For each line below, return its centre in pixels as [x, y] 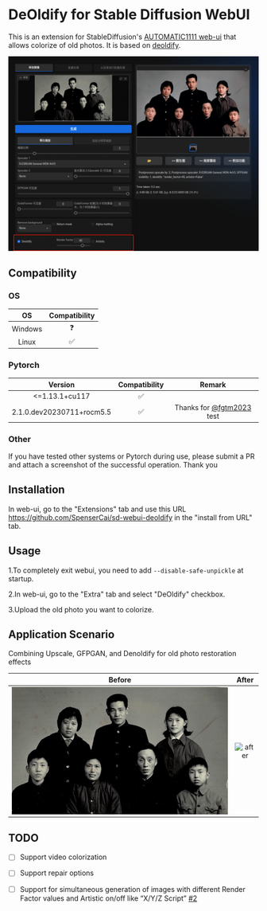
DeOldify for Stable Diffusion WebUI [129, 15]
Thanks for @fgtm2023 [213, 408]
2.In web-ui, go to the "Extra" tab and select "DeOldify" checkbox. [117, 594]
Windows [27, 329]
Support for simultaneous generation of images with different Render [133, 889]
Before [120, 679]
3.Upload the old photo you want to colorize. [81, 609]
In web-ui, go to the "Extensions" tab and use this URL [97, 509]
